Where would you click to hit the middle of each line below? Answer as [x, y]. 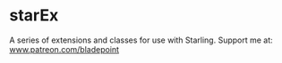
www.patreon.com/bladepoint [64, 49]
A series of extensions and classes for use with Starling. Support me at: [141, 40]
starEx [34, 16]
